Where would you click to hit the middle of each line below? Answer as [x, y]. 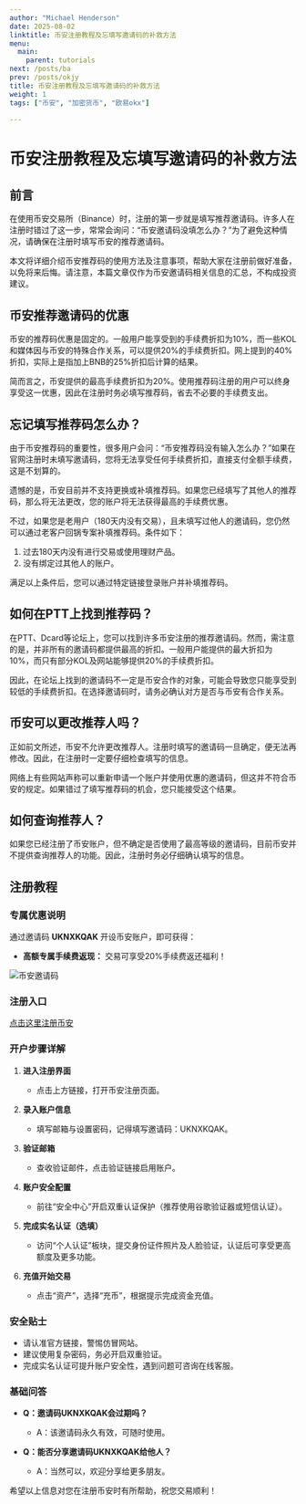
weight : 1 [28, 94]
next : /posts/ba [40, 69]
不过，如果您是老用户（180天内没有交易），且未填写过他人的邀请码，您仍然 [150, 521]
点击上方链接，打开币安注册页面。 [100, 1090]
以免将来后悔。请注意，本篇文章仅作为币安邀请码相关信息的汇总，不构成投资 [153, 272]
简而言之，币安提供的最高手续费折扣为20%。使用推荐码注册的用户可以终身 [150, 381]
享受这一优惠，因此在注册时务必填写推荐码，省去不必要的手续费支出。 [141, 392]
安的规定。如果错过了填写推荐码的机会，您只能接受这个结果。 [125, 789]
